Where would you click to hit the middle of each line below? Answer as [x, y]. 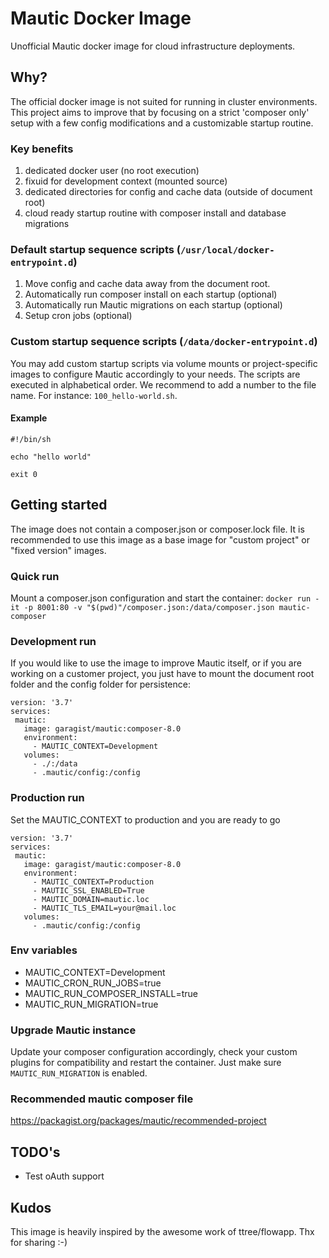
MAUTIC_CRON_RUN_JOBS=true [93, 983]
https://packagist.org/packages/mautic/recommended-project [138, 1121]
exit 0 [24, 474]
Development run [53, 641]
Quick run [35, 576]
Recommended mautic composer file [102, 1099]
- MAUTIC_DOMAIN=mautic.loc [91, 899]
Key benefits [42, 149]
